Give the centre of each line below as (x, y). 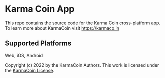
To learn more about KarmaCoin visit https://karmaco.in (62, 28)
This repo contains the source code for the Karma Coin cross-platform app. (83, 23)
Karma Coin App (40, 9)
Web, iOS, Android (24, 55)
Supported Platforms (38, 44)
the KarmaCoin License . (30, 70)
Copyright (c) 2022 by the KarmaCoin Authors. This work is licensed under (82, 65)
